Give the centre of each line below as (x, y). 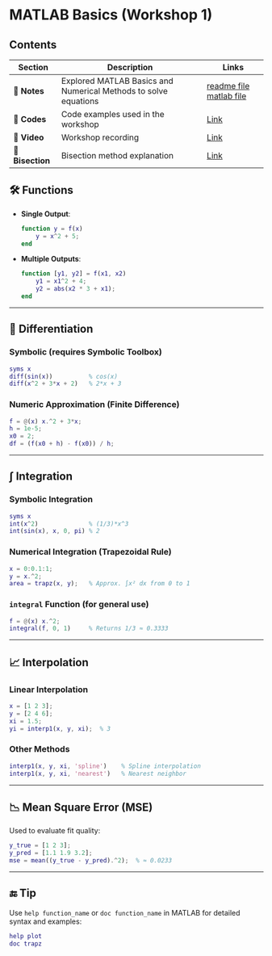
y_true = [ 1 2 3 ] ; (40, 845)
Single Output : (46, 214)
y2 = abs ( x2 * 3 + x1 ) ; (76, 289)
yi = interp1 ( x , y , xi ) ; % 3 (60, 728)
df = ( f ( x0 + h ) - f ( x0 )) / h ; (62, 444)
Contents (33, 45)
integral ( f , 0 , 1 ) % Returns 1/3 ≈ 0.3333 (89, 629)
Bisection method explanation (117, 155)
